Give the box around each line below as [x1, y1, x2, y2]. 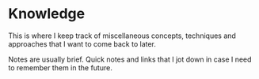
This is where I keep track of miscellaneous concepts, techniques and [8, 31, 236, 40]
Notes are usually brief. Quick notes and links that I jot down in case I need [8, 55, 252, 64]
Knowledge [8, 5, 86, 23]
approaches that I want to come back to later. [8, 39, 157, 48]
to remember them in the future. [8, 62, 112, 72]
